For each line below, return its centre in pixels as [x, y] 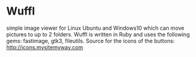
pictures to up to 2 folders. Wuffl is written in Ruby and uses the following [98, 34]
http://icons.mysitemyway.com [45, 47]
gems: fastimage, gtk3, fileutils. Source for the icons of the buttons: [90, 41]
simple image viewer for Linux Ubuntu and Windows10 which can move [96, 28]
